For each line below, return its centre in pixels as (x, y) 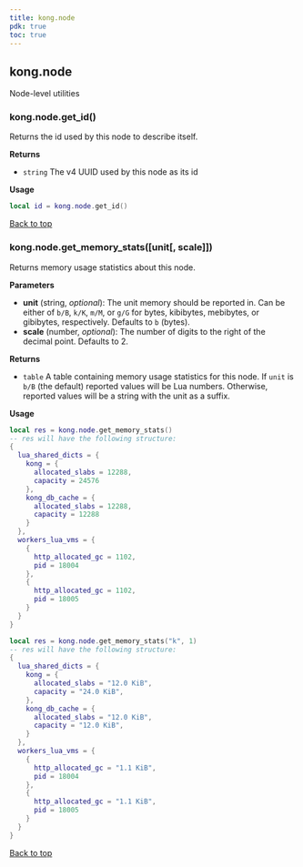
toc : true (28, 35)
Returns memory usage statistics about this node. (102, 267)
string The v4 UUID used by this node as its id (110, 172)
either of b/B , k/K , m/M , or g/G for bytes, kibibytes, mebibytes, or (141, 312)
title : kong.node (42, 18)
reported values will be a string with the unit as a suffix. (126, 396)
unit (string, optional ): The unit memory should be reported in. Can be (154, 302)
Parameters (32, 285)
